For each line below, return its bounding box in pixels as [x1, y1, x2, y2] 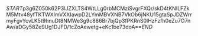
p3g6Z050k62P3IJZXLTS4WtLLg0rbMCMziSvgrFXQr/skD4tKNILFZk [22, 5, 190, 12]
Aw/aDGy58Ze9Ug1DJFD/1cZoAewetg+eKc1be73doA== [6, 23, 142, 30]
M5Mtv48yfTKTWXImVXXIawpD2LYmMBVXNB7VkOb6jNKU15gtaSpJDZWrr [6, 11, 192, 18]
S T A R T [6, 5, 23, 12]
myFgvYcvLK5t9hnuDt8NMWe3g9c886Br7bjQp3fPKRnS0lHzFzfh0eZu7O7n [6, 17, 191, 24]
